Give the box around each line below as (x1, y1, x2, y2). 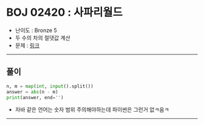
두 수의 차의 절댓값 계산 (15, 34, 71, 41)
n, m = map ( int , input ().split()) (6, 83, 94, 89)
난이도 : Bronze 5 (15, 27, 58, 34)
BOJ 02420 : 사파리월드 (6, 5, 123, 19)
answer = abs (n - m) (6, 89, 59, 95)
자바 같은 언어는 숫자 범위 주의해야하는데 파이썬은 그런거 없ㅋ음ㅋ (15, 106, 169, 114)
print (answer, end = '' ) (6, 94, 64, 100)
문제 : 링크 (15, 42, 40, 49)
